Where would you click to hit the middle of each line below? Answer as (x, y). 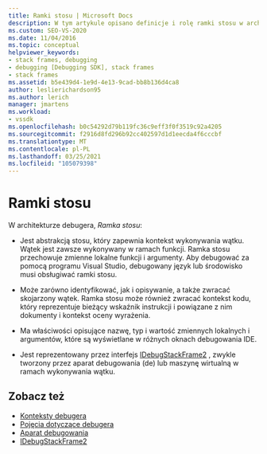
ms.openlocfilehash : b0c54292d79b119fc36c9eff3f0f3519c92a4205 (115, 127)
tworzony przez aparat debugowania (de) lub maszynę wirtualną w (129, 363)
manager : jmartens (39, 104)
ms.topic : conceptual (44, 45)
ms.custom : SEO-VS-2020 (48, 30)
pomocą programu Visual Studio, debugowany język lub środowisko (131, 266)
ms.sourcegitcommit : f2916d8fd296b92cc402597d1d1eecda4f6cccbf (115, 134)
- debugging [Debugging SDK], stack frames (81, 68)
